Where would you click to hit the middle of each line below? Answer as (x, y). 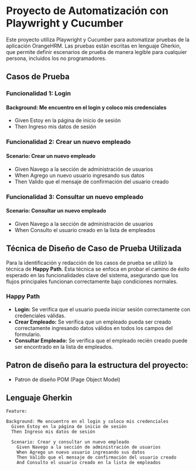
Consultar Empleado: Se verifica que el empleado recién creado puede (101, 340)
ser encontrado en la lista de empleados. (64, 346)
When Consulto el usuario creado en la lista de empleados (85, 230)
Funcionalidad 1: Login (39, 93)
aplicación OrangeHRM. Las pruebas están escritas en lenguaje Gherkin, (94, 46)
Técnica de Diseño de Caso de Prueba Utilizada (94, 249)
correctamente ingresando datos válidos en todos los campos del (94, 328)
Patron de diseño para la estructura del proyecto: (97, 365)
